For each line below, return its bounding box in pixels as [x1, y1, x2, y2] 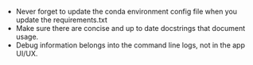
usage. [15, 32, 39, 41]
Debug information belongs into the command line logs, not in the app [15, 40, 245, 50]
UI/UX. [15, 49, 38, 58]
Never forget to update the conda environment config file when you [15, 7, 237, 16]
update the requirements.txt [15, 15, 107, 25]
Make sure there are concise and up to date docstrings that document [15, 24, 246, 32]
